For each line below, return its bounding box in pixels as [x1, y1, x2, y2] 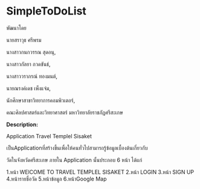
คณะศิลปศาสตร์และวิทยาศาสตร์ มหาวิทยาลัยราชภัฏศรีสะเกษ [6, 109, 123, 116]
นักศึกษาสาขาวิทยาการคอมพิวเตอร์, [6, 97, 76, 104]
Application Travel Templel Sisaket [6, 132, 92, 139]
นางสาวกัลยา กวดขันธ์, [6, 60, 51, 68]
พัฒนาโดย [6, 24, 27, 31]
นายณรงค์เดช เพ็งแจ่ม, [6, 85, 51, 92]
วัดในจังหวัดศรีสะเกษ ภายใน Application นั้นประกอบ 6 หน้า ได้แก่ [6, 156, 143, 164]
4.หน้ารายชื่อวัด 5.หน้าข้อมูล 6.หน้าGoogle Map [6, 175, 107, 182]
